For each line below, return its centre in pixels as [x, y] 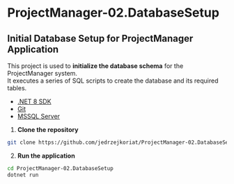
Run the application [46, 156]
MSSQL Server [39, 116]
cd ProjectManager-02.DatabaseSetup [60, 168]
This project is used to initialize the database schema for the [95, 66]
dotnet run [23, 175]
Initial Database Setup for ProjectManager [100, 39]
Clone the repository [48, 129]
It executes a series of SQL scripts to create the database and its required [113, 81]
